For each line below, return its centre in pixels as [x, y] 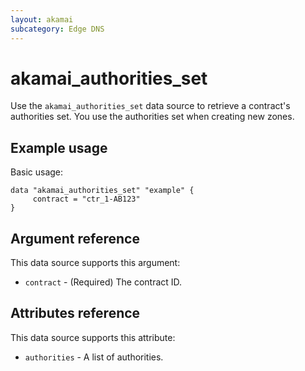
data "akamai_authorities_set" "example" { [102, 191]
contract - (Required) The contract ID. [103, 282]
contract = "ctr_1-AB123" [86, 199]
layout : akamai [42, 19]
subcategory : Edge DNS [57, 29]
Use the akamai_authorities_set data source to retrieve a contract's [150, 106]
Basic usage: [37, 172]
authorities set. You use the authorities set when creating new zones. [152, 117]
